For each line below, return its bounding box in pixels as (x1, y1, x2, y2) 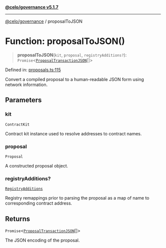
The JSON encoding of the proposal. (5, 237, 80, 244)
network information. (5, 82, 48, 87)
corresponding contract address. (5, 200, 73, 207)
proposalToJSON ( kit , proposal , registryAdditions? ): (17, 52, 127, 58)
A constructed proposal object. (5, 163, 68, 168)
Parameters (5, 96, 42, 104)
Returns (5, 214, 31, 223)
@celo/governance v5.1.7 (5, 4, 59, 10)
